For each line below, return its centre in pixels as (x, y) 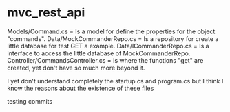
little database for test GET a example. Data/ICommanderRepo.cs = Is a (108, 46)
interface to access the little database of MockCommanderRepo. (99, 53)
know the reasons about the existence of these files (81, 88)
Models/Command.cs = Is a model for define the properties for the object (111, 31)
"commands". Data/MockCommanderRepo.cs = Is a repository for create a (113, 38)
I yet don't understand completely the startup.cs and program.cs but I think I (115, 81)
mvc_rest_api (46, 13)
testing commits (30, 101)
